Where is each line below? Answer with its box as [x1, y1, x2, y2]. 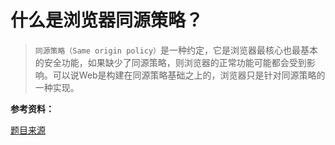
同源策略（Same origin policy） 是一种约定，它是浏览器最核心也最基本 [34, 44, 318, 56]
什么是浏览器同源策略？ [10, 9, 204, 32]
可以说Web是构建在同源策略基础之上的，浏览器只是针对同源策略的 [52, 69, 326, 81]
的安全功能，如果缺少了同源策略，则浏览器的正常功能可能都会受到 [34, 56, 307, 68]
